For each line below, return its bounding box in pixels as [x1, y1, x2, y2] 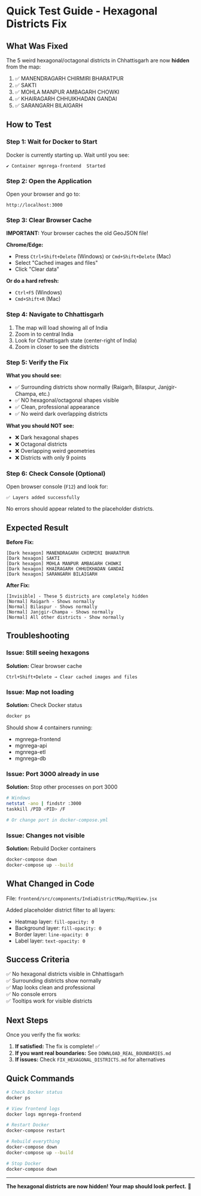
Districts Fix [6, 17, 67, 31]
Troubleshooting [6, 631, 70, 641]
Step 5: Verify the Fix [6, 358, 69, 366]
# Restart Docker [6, 1122, 50, 1128]
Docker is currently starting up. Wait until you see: [6, 151, 130, 159]
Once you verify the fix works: [6, 1031, 81, 1039]
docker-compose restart [6, 1128, 66, 1134]
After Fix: [6, 581, 30, 589]
